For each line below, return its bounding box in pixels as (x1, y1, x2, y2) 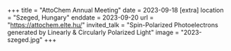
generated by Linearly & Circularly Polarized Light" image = (7, 28, 180, 36)
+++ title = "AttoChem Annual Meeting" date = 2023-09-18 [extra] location (7, 6, 224, 14)
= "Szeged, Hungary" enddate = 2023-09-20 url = (7, 13, 154, 22)
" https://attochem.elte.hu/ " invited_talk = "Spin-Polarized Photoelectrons (7, 21, 218, 29)
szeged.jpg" (7, 36, 43, 44)
